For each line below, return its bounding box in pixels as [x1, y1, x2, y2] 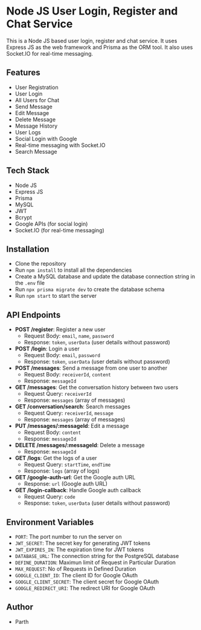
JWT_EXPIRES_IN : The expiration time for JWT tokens [14, 546, 144, 553]
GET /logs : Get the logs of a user [14, 454, 98, 462]
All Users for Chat [14, 96, 60, 103]
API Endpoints [6, 310, 61, 320]
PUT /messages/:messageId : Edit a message [14, 422, 129, 430]
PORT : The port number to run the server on [14, 533, 122, 540]
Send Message [14, 103, 53, 110]
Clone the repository [14, 260, 66, 267]
